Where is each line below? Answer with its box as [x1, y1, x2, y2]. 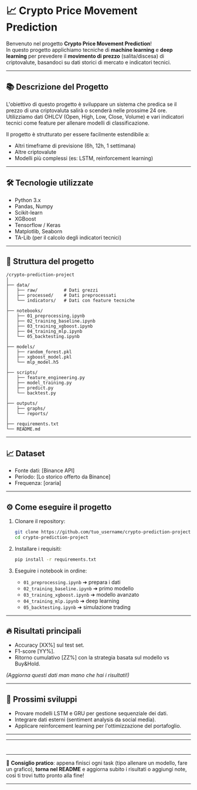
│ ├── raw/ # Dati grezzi [6, 287, 98, 293]
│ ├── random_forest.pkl [6, 349, 72, 355]
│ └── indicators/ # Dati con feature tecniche [6, 297, 135, 304]
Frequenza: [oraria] [14, 480, 62, 487]
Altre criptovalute [14, 148, 57, 155]
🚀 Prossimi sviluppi [6, 694, 77, 704]
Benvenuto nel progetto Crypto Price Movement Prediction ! [6, 40, 152, 47]
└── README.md [6, 426, 41, 432]
